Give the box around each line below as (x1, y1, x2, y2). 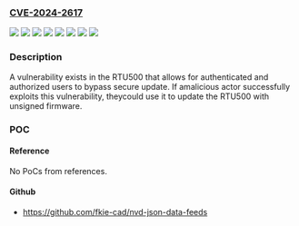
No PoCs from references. (9, 165, 107, 176)
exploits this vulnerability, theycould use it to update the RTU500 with (9, 91, 270, 102)
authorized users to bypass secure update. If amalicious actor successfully (9, 81, 291, 92)
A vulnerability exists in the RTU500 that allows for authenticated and (9, 71, 269, 83)
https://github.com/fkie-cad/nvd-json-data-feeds (22, 206, 208, 217)
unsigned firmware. (9, 100, 83, 111)
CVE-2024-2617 (9, 6, 84, 19)
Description (9, 51, 63, 64)
